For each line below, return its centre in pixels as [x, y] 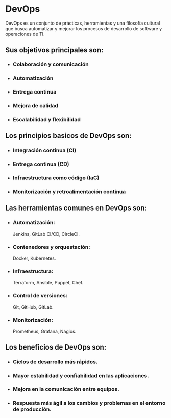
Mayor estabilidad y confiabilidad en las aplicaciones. [81, 376]
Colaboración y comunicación [51, 64]
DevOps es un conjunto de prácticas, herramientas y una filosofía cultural [83, 23]
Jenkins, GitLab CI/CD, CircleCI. [46, 234]
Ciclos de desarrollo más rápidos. [55, 362]
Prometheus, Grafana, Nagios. [44, 331]
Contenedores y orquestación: [51, 247]
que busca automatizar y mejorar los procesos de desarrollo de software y [84, 28]
